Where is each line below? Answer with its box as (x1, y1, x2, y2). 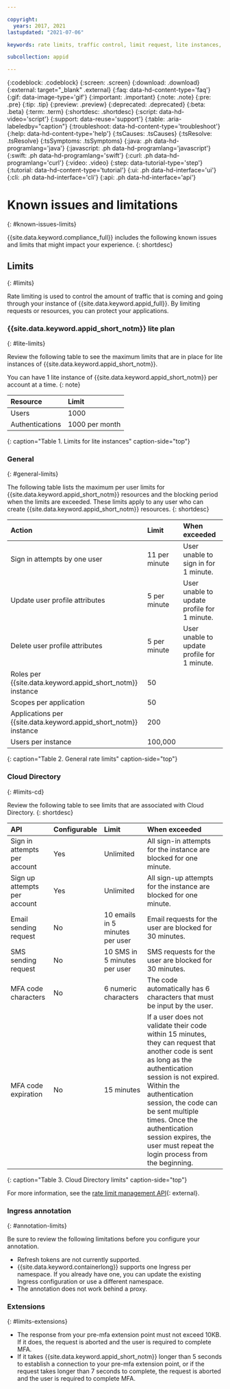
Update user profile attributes (10, 595, 105, 605)
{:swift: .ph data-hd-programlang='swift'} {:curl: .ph (7, 152, 153, 160)
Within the (146, 1081, 180, 1090)
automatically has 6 (146, 983, 210, 993)
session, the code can (146, 1098, 218, 1107)
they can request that (146, 1037, 216, 1047)
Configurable (53, 825, 98, 834)
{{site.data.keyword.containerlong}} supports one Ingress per (16, 1263, 192, 1271)
